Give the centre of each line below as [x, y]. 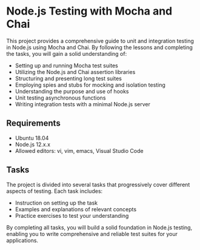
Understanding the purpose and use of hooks [72, 91]
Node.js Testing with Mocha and [89, 11]
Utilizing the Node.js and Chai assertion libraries [75, 72]
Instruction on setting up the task [56, 203]
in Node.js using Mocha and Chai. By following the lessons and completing [99, 47]
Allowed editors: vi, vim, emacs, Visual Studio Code [79, 150]
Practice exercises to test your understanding [72, 215]
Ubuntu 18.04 [32, 138]
